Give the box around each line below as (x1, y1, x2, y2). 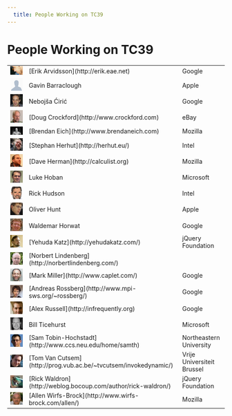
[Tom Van (28, 354, 57, 362)
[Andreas (28, 284, 55, 292)
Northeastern (182, 333, 220, 341)
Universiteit (182, 357, 215, 366)
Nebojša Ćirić (28, 97, 68, 105)
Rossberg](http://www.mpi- (56, 284, 137, 292)
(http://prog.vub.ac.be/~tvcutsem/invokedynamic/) (28, 361, 174, 370)
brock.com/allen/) (28, 399, 79, 407)
